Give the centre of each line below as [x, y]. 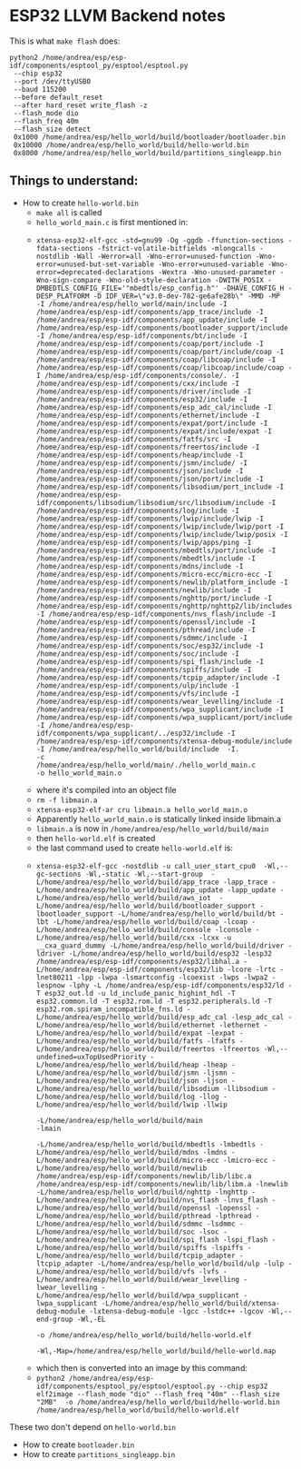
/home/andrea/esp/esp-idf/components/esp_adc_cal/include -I [154, 407]
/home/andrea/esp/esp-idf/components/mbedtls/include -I [146, 558]
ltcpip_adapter [64, 1264]
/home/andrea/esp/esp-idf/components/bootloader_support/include [162, 328]
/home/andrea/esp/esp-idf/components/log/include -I [138, 511]
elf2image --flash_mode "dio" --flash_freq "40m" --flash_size [158, 1394]
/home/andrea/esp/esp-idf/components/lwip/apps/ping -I [144, 542]
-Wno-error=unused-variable [211, 264]
